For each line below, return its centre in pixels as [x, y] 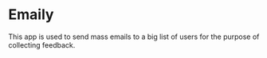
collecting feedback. [42, 44]
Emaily [31, 15]
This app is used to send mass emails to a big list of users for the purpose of [134, 37]
